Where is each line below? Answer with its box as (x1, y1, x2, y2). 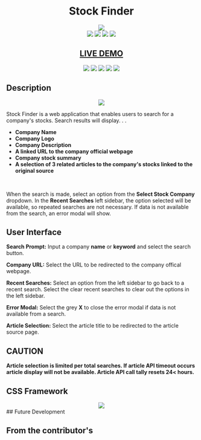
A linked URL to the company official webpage (14, 147, 133, 155)
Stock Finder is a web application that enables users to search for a (6, 110, 174, 117)
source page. (6, 328, 39, 336)
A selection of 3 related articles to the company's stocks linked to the (14, 160, 193, 167)
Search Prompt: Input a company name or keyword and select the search (6, 243, 191, 250)
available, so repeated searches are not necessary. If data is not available (6, 203, 189, 210)
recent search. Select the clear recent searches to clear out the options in (6, 286, 190, 293)
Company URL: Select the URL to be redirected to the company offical (6, 261, 182, 268)
